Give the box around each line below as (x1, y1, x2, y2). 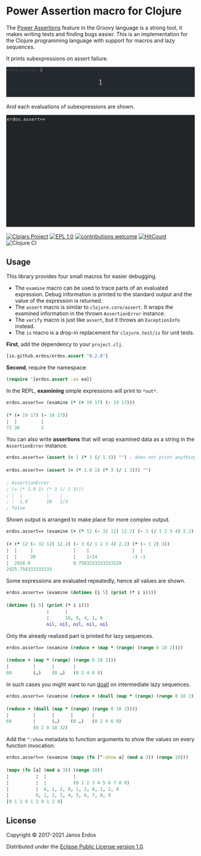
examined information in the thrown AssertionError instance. (14, 310, 166, 317)
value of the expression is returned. (14, 297, 103, 305)
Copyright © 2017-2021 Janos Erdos (6, 831, 96, 839)
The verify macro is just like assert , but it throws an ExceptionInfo (14, 317, 181, 324)
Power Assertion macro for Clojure (6, 4, 182, 18)
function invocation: (6, 742, 56, 749)
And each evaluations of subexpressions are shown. (6, 103, 135, 110)
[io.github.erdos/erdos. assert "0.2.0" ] (6, 353, 109, 359)
